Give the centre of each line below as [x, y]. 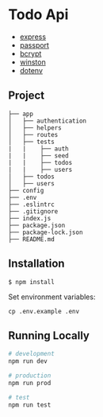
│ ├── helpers [35, 128]
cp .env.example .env [44, 311]
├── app [21, 114]
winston [32, 62]
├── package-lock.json [46, 232]
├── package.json [37, 225]
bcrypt [31, 53]
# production [30, 376]
